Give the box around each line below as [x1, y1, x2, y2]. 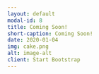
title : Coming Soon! [7, 23, 69, 30]
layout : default [7, 10, 55, 18]
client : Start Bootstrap [7, 56, 81, 63]
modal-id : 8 [7, 17, 42, 24]
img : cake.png [7, 43, 49, 50]
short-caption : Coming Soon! [7, 30, 93, 37]
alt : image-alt [7, 50, 52, 57]
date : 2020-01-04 [7, 37, 59, 44]
